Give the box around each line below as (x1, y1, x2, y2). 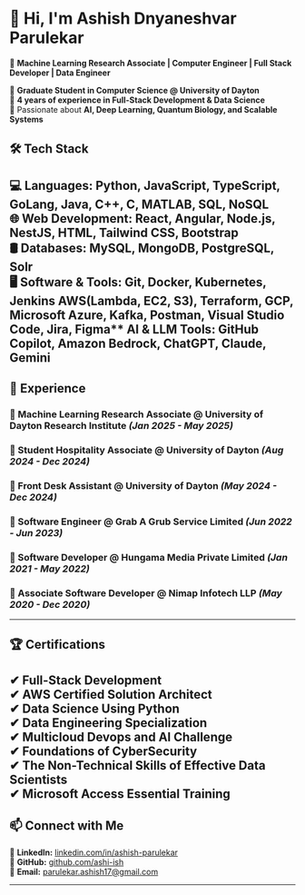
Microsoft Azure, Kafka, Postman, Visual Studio (9, 307, 285, 323)
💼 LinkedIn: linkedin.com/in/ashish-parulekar (9, 847, 179, 858)
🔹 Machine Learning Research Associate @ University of (9, 408, 264, 421)
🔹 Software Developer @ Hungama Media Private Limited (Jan (9, 551, 289, 563)
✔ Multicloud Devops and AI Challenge (9, 729, 233, 744)
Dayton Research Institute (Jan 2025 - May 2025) (9, 420, 234, 433)
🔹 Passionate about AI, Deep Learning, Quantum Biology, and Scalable (9, 104, 278, 114)
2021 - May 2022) (9, 562, 91, 575)
